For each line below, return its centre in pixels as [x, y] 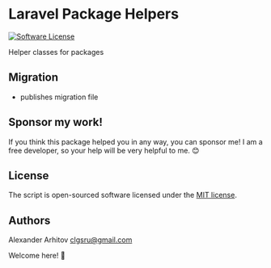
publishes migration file [59, 97]
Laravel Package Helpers [94, 14]
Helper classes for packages [56, 52]
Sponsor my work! [56, 122]
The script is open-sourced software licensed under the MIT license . [123, 195]
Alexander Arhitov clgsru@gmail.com [70, 240]
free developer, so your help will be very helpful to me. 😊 [104, 150]
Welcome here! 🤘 [37, 256]
